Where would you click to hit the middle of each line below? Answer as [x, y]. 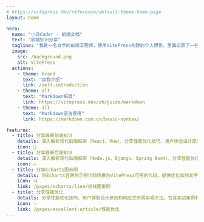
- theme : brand [36, 74]
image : [20, 51]
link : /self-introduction [55, 85]
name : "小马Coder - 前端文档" [47, 34]
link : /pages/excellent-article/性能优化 [69, 209]
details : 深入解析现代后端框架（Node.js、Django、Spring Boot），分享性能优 [106, 158]
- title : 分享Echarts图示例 [45, 170]
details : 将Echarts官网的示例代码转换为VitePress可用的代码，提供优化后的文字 [108, 175]
